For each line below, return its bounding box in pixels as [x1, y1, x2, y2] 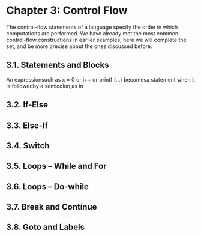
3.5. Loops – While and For [6, 161, 107, 171]
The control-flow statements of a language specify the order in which [6, 23, 178, 31]
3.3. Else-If [6, 120, 48, 130]
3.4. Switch [6, 141, 50, 151]
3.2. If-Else [6, 100, 49, 110]
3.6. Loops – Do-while [6, 181, 89, 192]
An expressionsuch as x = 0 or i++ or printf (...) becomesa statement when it [6, 76, 196, 83]
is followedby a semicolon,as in [6, 82, 84, 89]
